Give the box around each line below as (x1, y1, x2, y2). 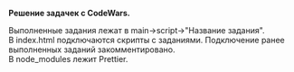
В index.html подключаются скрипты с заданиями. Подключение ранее (8, 35, 286, 45)
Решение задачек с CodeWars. (8, 8, 130, 18)
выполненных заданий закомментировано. (8, 44, 175, 55)
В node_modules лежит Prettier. (8, 54, 128, 64)
